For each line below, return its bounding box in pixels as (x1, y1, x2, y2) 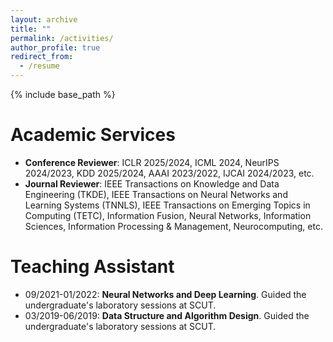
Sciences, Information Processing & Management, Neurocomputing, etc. (24, 220, 323, 232)
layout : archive (10, 14, 78, 25)
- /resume (19, 61, 60, 71)
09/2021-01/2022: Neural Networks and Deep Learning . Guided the (24, 288, 307, 300)
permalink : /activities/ (10, 33, 114, 43)
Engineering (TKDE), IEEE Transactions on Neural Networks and (24, 188, 288, 200)
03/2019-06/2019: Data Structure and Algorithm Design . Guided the (24, 309, 310, 321)
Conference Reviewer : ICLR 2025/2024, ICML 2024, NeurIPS (24, 156, 280, 168)
